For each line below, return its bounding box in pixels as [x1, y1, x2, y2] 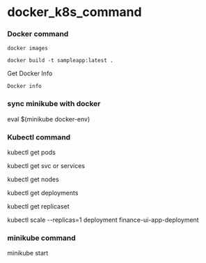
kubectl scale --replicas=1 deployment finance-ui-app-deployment [7, 216, 200, 224]
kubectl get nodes [7, 175, 59, 183]
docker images [7, 45, 49, 52]
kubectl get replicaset [7, 202, 70, 211]
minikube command [7, 233, 77, 243]
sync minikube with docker [7, 99, 101, 109]
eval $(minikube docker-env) [7, 114, 90, 123]
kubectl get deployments [7, 189, 79, 197]
